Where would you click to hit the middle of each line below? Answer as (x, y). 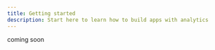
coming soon (26, 39)
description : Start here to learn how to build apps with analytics (108, 20)
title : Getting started (41, 13)
